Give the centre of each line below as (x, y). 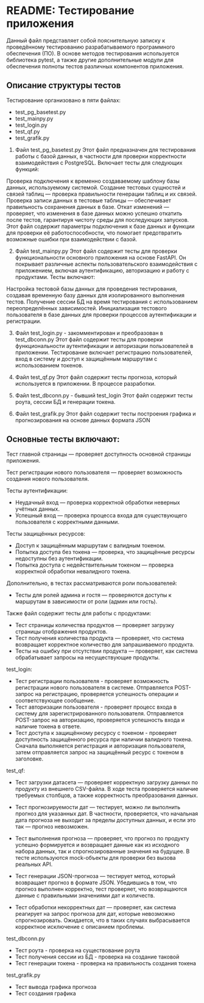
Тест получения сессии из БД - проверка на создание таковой (97, 957)
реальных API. (34, 864)
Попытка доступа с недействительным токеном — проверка (94, 565)
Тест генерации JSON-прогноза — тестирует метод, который (95, 876)
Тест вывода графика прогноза (56, 987)
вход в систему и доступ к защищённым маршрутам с (86, 359)
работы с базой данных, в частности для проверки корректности (100, 156)
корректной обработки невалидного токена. (73, 571)
